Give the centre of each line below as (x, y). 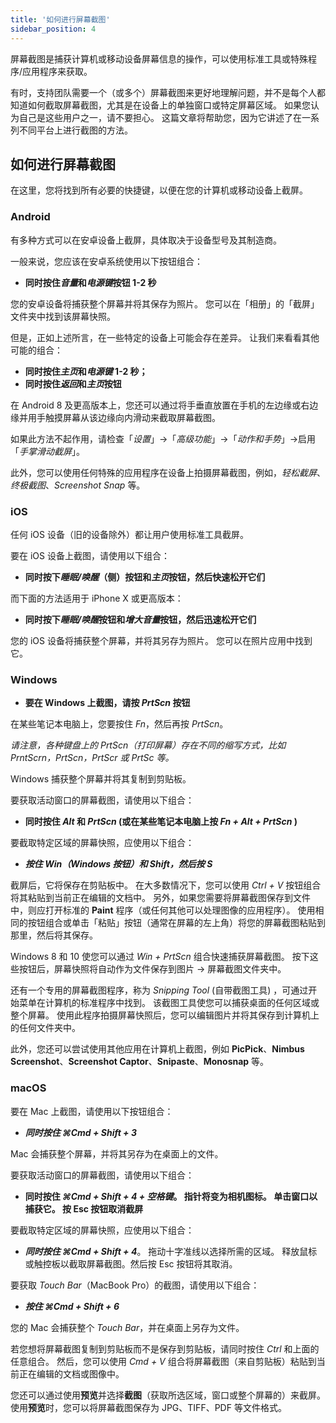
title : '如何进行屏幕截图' (60, 19)
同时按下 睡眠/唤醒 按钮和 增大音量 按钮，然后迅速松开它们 (140, 619)
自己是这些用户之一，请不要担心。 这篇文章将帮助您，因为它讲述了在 (160, 117)
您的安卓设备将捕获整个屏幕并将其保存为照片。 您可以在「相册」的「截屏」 (165, 303)
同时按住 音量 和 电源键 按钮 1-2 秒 (90, 282)
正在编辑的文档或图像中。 (71, 1373)
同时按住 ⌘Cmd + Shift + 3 (80, 1132)
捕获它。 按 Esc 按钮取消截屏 (84, 1208)
